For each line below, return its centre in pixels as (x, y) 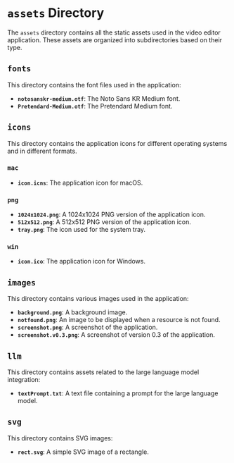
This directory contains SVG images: (60, 438)
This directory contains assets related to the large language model (103, 372)
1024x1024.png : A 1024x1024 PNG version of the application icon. (111, 215)
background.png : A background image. (72, 312)
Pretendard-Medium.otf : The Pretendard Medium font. (95, 106)
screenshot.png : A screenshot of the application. (87, 327)
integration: (24, 380)
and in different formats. (42, 151)
